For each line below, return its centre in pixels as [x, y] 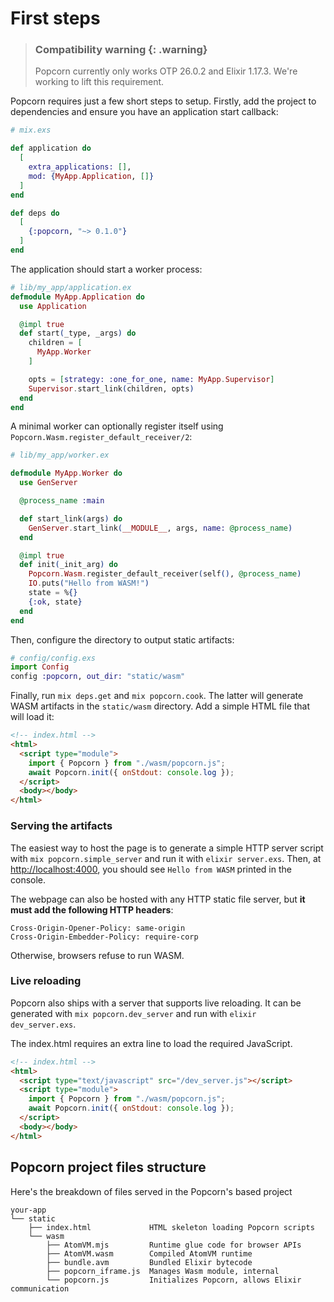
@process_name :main [62, 501]
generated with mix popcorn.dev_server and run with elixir [133, 1013]
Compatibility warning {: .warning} [121, 50]
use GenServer [48, 483]
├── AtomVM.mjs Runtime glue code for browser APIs [174, 1245]
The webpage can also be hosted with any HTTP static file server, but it [158, 899]
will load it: [32, 717]
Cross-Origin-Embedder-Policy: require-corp [104, 937]
